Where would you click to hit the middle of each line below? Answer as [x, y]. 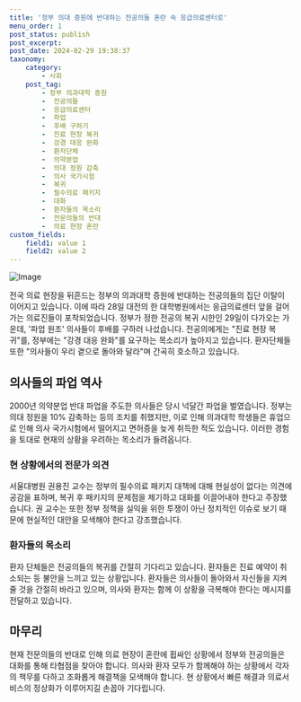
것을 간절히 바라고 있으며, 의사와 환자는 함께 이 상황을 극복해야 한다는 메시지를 [155, 589]
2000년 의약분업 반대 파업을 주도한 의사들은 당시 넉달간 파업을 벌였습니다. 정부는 [151, 406]
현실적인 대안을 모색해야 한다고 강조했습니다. [104, 520]
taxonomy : [28, 59]
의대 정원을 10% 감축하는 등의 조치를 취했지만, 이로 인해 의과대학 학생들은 [138, 417]
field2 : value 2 [56, 251]
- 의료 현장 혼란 [70, 226]
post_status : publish [50, 34]
